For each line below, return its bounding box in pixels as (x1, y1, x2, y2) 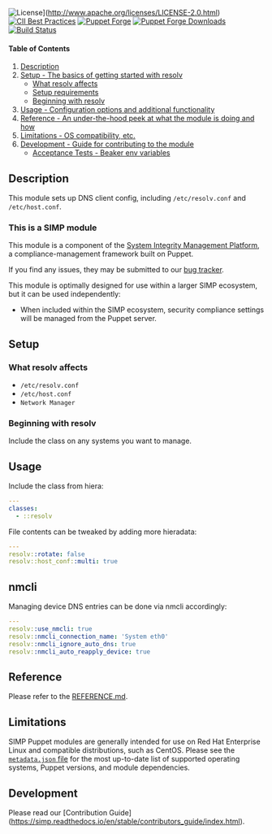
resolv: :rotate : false (8, 549, 85, 558)
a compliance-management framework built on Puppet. (8, 249, 194, 259)
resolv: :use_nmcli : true (8, 625, 93, 633)
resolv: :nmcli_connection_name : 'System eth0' (8, 632, 169, 641)
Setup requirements (32, 88, 99, 98)
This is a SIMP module (8, 222, 97, 233)
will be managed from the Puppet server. (19, 314, 157, 324)
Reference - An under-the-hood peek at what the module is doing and (19, 114, 255, 124)
